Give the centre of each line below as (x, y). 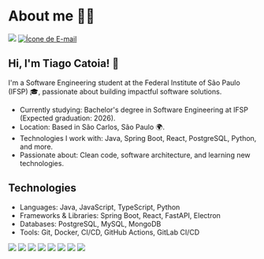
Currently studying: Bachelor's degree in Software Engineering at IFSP (134, 109)
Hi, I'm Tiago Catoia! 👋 (64, 63)
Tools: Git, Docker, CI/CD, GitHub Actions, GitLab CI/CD (110, 232)
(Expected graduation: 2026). (67, 118)
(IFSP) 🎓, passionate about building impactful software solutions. (115, 91)
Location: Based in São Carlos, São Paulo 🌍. (92, 127)
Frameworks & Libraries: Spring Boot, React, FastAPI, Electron (120, 215)
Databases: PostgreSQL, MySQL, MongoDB (90, 224)
